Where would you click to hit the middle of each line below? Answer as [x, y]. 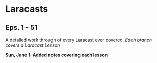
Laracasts [27, 9]
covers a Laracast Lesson [33, 45]
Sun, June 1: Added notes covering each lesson [57, 55]
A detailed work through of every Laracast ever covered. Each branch [79, 40]
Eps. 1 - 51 [21, 28]
